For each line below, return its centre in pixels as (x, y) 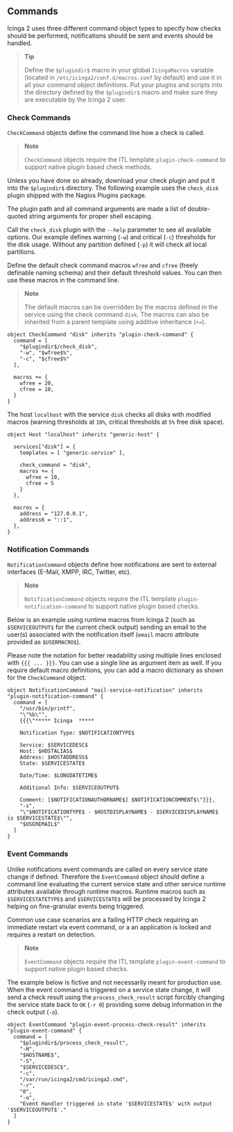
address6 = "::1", (46, 520)
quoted (17, 216)
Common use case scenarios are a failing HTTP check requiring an (103, 919)
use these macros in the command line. (63, 280)
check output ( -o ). (33, 1012)
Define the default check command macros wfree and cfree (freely (103, 265)
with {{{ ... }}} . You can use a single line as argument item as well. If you (114, 663)
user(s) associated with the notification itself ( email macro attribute (103, 635)
